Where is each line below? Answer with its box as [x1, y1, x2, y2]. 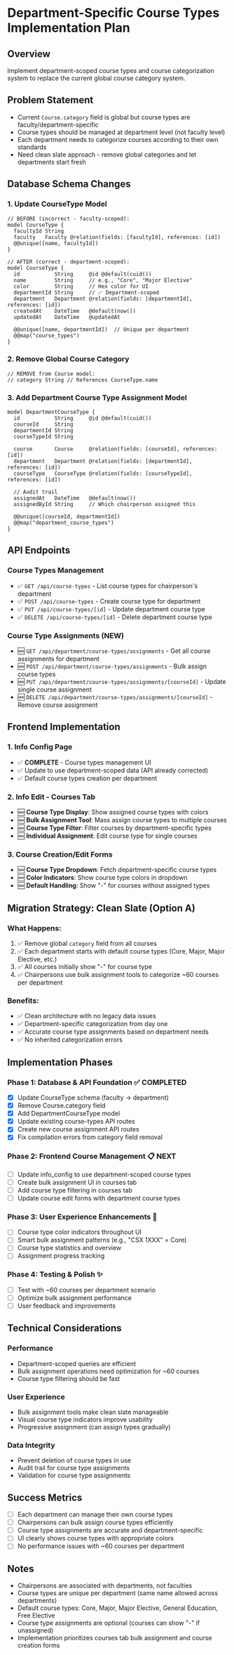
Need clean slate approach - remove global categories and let [17, 150, 197, 159]
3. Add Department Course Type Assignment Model [7, 392, 187, 402]
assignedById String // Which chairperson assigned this [13, 501, 196, 508]
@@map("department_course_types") [13, 519, 114, 526]
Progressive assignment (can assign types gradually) [17, 1422, 171, 1431]
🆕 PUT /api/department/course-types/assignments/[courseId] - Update [17, 677, 226, 686]
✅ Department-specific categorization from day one [17, 1020, 168, 1028]
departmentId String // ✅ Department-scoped [13, 289, 160, 296]
